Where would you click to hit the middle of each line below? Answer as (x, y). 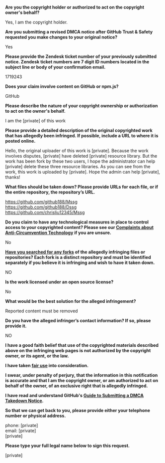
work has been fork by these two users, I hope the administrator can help (80, 161)
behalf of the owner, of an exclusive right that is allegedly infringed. (77, 386)
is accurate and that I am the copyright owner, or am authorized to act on (82, 380)
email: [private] (21, 431)
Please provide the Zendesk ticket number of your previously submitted (81, 56)
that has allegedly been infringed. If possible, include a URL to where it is (82, 136)
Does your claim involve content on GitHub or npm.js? (62, 86)
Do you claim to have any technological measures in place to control (77, 222)
